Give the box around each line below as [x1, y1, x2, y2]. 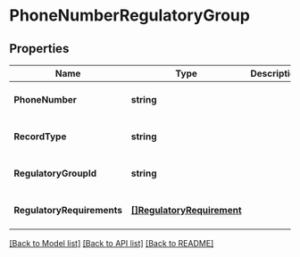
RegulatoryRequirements [13, 204, 123, 216]
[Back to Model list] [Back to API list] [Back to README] [9, 238, 214, 248]
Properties [9, 41, 70, 56]
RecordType [13, 130, 67, 143]
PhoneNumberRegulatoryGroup [9, 5, 250, 26]
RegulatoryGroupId [13, 167, 97, 179]
